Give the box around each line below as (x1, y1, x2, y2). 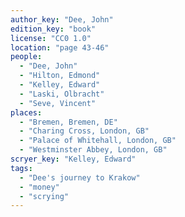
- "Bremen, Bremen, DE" (19, 117, 118, 127)
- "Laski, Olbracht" (19, 89, 105, 99)
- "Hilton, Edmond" (19, 71, 101, 81)
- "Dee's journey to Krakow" (19, 172, 141, 183)
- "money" (19, 182, 60, 192)
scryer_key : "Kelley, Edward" (10, 154, 137, 164)
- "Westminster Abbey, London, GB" (19, 145, 168, 155)
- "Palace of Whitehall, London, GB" (19, 136, 177, 146)
